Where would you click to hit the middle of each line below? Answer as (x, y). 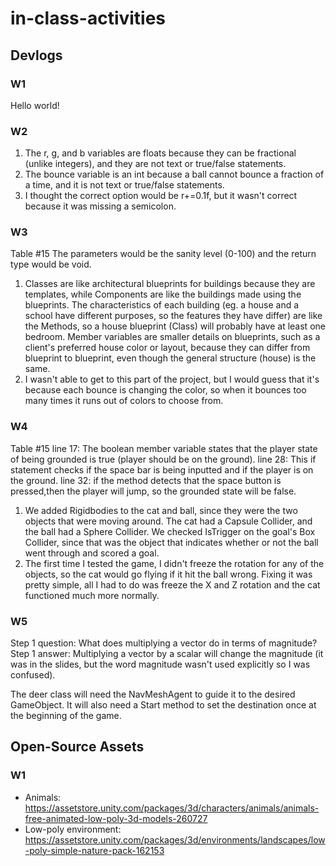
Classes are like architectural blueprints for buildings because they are (170, 284)
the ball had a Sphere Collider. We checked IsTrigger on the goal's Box (170, 531)
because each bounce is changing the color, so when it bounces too (165, 390)
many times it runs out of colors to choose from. (124, 401)
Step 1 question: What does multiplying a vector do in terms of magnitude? (164, 643)
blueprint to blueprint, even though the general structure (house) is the (170, 358)
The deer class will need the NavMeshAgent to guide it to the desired (153, 694)
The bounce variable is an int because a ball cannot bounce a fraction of (174, 174)
